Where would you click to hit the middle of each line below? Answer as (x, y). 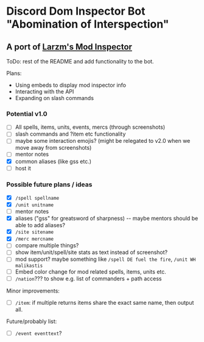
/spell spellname (37, 198)
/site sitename (34, 232)
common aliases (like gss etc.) (53, 161)
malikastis (29, 266)
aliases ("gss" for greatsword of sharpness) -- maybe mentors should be (107, 219)
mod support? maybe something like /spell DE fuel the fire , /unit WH (105, 259)
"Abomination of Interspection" (88, 24)
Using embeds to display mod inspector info (71, 85)
